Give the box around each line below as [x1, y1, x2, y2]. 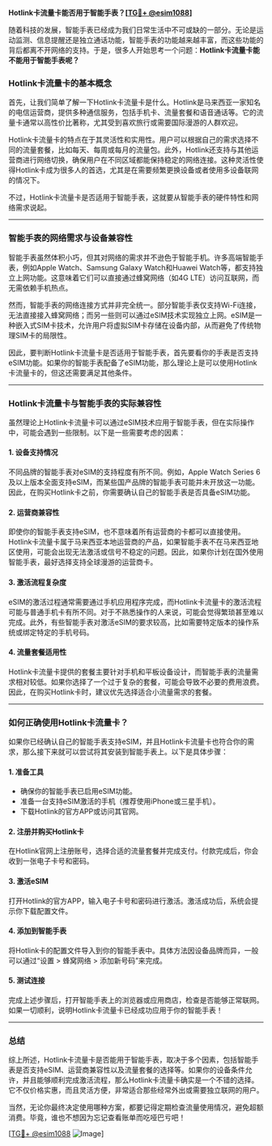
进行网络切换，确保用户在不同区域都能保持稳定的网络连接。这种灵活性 [22, 155, 257, 165]
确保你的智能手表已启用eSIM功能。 [19, 787, 138, 796]
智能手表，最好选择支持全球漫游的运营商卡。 [8, 558, 158, 567]
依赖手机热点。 [22, 282, 73, 292]
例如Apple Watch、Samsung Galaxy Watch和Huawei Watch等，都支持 [22, 262, 257, 272]
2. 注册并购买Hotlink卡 [8, 826, 85, 836]
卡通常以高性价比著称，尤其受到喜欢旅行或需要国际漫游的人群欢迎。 [15, 117, 243, 128]
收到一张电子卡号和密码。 [8, 856, 94, 866]
